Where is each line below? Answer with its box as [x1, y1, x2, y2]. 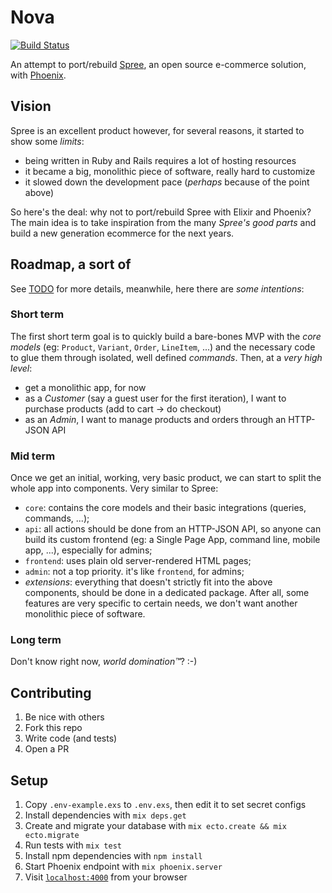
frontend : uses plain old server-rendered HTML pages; [24, 555, 252, 567]
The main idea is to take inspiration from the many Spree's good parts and [10, 216, 317, 228]
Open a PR [24, 743, 70, 755]
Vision [10, 98, 52, 115]
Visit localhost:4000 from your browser [24, 871, 188, 883]
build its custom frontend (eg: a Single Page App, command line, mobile [24, 534, 321, 546]
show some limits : [10, 135, 85, 147]
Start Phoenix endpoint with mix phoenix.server [24, 861, 223, 873]
